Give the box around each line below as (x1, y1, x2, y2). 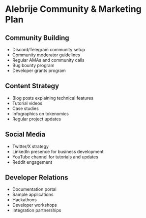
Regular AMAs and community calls (12, 57, 85, 63)
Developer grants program (12, 68, 66, 73)
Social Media (5, 130, 46, 139)
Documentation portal (12, 186, 57, 192)
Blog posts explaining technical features (12, 95, 93, 101)
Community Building (5, 34, 69, 42)
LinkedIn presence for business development (12, 148, 104, 154)
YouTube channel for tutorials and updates (12, 154, 98, 160)
